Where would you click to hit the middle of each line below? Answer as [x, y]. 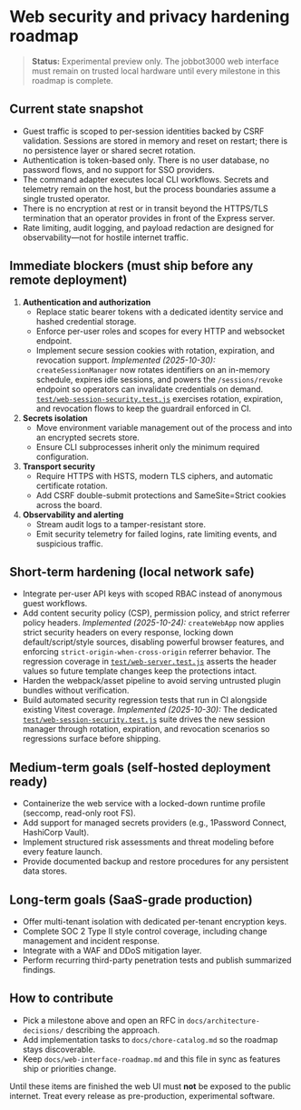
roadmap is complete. [72, 80]
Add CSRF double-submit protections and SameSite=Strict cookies [161, 495]
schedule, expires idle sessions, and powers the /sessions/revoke [159, 379]
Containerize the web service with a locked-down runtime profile [144, 804]
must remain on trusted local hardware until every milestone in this [156, 71]
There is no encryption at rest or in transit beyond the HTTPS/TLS [146, 208]
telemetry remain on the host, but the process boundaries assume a [149, 189]
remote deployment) [68, 280]
